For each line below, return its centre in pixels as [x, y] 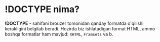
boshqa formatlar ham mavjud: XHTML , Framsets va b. [59, 34]
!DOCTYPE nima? [42, 9]
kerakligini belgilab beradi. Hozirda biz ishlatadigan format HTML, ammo [80, 28]
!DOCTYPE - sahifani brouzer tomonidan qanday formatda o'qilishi [74, 23]
